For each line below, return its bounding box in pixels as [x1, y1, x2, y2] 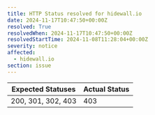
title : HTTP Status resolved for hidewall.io [7, 10, 142, 17]
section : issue [7, 62, 52, 69]
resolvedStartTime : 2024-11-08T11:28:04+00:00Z [7, 36, 149, 43]
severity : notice [7, 43, 58, 49]
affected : [7, 49, 36, 56]
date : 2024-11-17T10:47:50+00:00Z [7, 17, 108, 24]
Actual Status [83, 84, 130, 94]
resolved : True [7, 23, 52, 30]
